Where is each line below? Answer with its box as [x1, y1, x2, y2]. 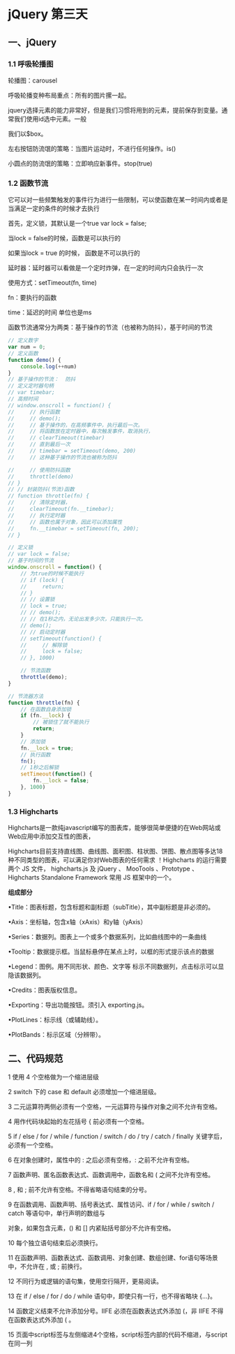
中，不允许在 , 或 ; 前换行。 [8, 1262, 86, 1270]
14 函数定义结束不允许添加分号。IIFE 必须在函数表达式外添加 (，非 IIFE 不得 [8, 1306, 224, 1315]
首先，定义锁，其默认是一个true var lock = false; [8, 219, 147, 228]
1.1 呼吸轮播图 [8, 59, 54, 68]
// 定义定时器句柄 [8, 382, 54, 390]
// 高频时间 [8, 395, 39, 402]
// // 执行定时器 [8, 511, 66, 519]
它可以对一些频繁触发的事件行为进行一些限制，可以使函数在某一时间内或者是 [8, 196, 228, 204]
